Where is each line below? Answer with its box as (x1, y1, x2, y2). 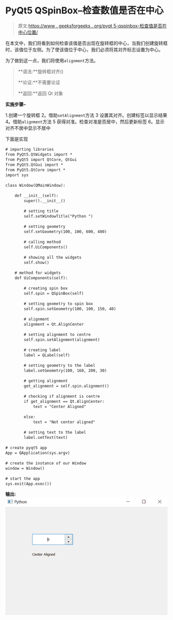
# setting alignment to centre (24, 332, 91, 337)
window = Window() (5, 466, 45, 471)
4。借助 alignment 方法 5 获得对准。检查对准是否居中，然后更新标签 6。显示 (5, 118, 165, 125)
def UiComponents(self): (14, 275, 68, 280)
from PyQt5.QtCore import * (5, 167, 66, 172)
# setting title (24, 208, 59, 214)
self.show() (24, 260, 50, 265)
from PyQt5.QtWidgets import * (5, 152, 73, 157)
